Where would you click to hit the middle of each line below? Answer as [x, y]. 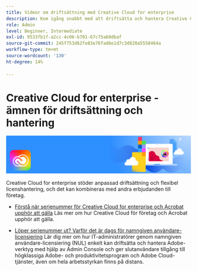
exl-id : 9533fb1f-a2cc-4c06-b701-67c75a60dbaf [64, 37]
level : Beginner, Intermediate [44, 31]
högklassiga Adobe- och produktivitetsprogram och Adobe [86, 255]
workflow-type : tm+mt [33, 50]
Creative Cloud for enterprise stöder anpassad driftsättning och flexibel [92, 182]
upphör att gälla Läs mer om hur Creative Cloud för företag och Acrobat [101, 213]
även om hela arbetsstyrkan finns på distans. [90, 262]
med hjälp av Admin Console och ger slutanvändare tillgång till [110, 249]
